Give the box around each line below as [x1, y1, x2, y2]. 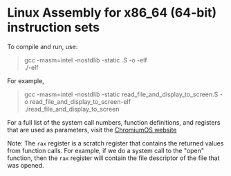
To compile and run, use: [7, 42, 78, 51]
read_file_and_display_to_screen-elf [30, 97, 131, 105]
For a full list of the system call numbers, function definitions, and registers [7, 118, 221, 126]
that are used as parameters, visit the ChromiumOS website [7, 125, 177, 134]
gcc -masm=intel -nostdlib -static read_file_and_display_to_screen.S [24, 90, 219, 98]
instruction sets [7, 19, 100, 35]
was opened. [7, 161, 44, 169]
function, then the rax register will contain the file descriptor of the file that [7, 154, 220, 162]
